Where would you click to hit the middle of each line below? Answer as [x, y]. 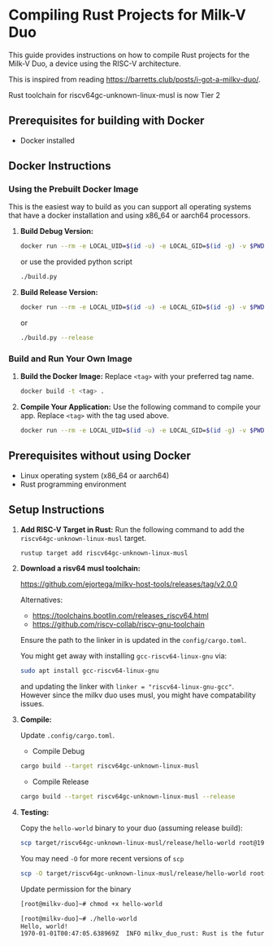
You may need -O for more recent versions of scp [102, 858]
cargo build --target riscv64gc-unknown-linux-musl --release [128, 797]
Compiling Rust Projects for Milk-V [127, 15]
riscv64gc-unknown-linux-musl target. [83, 538]
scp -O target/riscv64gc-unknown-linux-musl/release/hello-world [133, 873]
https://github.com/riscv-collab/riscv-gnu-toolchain [118, 624]
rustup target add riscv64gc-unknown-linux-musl [104, 553]
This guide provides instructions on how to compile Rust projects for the [129, 55]
